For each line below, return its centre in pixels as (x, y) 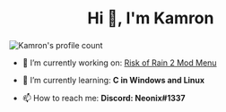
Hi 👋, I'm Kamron (151, 18)
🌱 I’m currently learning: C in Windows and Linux (113, 81)
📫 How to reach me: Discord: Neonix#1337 (104, 99)
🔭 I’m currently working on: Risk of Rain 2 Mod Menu (119, 63)
